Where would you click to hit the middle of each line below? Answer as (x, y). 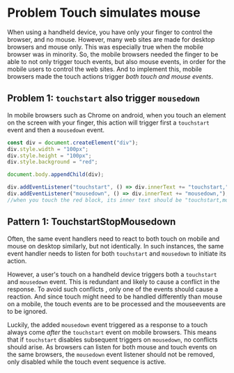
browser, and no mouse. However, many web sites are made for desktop (111, 39)
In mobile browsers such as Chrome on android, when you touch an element (117, 115)
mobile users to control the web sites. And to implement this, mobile (104, 69)
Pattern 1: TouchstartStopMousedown (92, 222)
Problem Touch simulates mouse (104, 13)
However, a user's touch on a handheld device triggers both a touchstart (112, 274)
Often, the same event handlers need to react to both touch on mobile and (114, 239)
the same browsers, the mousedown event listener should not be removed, (111, 354)
